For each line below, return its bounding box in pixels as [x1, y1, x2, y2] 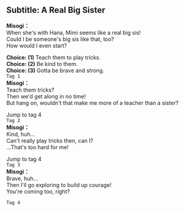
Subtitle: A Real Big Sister [6, 5, 106, 15]
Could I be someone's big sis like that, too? [6, 35, 115, 43]
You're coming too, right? [6, 188, 70, 195]
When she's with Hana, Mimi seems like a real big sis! [6, 29, 141, 36]
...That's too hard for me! [6, 143, 69, 151]
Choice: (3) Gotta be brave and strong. [6, 67, 105, 74]
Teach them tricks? [6, 86, 55, 93]
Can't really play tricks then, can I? [6, 137, 93, 144]
